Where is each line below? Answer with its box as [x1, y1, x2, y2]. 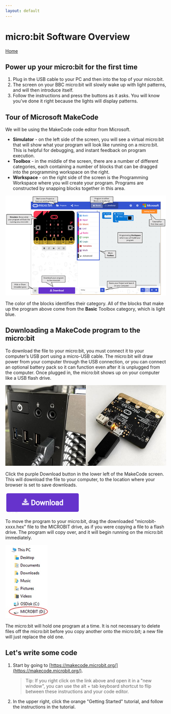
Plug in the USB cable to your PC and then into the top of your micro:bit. [12, 76, 164, 82]
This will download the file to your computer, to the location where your [5, 476, 155, 482]
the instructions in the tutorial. [12, 704, 76, 710]
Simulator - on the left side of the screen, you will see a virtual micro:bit [12, 136, 164, 143]
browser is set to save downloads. [5, 482, 78, 488]
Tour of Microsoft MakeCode [5, 113, 99, 121]
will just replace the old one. [5, 634, 65, 640]
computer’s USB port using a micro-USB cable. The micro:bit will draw [5, 353, 153, 359]
